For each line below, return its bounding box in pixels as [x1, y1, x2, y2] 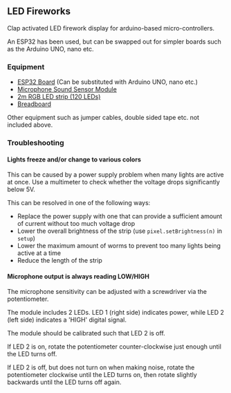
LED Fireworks [7, 6, 71, 17]
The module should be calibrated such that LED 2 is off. [7, 329, 166, 338]
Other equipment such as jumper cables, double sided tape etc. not [7, 114, 199, 122]
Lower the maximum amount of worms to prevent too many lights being [17, 242, 221, 250]
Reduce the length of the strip [17, 256, 102, 265]
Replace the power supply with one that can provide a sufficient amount [17, 212, 223, 220]
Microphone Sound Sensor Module [17, 85, 118, 94]
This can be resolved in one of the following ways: [7, 199, 151, 207]
